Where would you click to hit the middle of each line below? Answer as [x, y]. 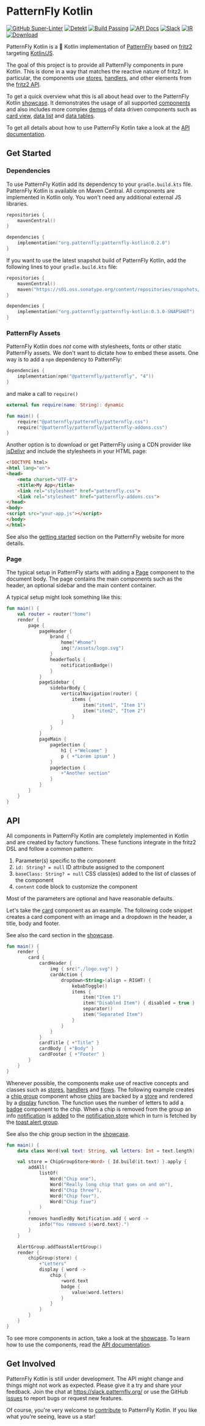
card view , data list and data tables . [51, 116]
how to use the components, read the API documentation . [79, 1345]
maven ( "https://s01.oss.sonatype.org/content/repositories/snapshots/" [110, 289]
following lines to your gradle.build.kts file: [62, 267]
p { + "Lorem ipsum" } [88, 756]
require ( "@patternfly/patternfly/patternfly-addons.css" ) [92, 427]
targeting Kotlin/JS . [31, 53]
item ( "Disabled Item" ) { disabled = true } [139, 1003]
